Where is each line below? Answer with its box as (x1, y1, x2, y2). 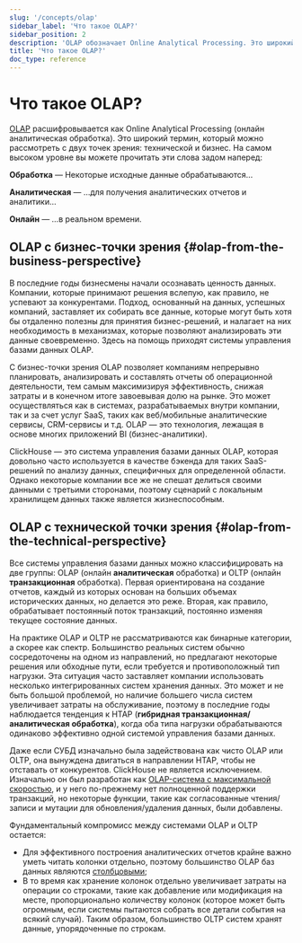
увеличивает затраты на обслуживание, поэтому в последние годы (9, 699, 271, 709)
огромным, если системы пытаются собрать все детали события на (22, 903, 286, 914)
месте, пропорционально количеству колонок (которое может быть (22, 895, 286, 905)
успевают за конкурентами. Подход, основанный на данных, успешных (9, 296, 286, 307)
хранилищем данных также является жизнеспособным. (9, 493, 225, 504)
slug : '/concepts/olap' (9, 13, 99, 22)
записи (9, 802, 37, 813)
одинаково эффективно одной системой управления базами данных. (9, 727, 276, 738)
